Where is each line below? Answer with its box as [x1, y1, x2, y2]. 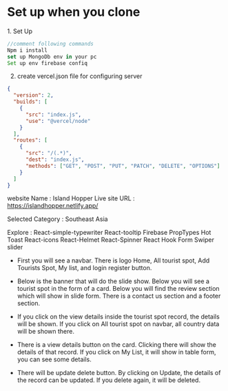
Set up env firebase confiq [7, 59, 88, 66]
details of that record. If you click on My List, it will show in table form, [17, 348, 216, 356]
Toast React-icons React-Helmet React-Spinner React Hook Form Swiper [7, 236, 215, 244]
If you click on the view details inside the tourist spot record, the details [17, 312, 220, 321]
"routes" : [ [13, 137, 48, 144]
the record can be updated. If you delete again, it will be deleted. [17, 376, 201, 384]
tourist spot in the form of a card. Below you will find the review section [17, 285, 220, 293]
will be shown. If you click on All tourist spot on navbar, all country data [17, 320, 220, 328]
